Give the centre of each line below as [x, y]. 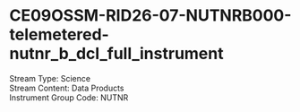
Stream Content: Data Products [67, 88]
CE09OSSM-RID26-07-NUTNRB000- [150, 16]
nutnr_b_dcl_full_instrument [116, 54]
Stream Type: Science [50, 78]
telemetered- [59, 34]
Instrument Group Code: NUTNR [69, 97]
